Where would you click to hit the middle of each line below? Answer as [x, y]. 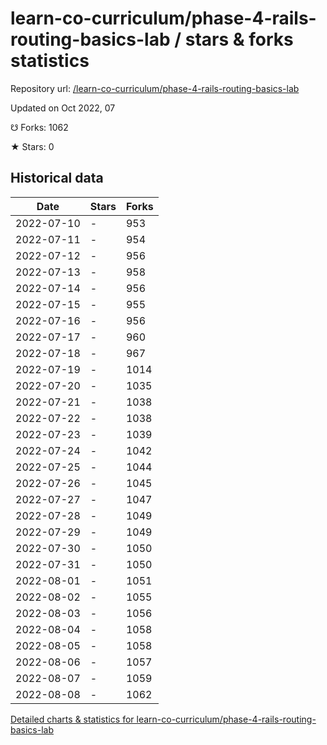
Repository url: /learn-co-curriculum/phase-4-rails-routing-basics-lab [155, 88]
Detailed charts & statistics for [72, 719]
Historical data [57, 178]
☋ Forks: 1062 [39, 127]
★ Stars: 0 [32, 146]
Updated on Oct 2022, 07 [63, 108]
